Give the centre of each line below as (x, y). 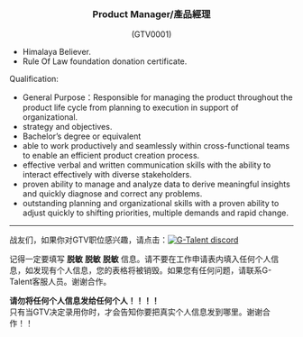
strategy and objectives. (67, 127)
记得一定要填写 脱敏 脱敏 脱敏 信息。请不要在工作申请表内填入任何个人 (140, 260)
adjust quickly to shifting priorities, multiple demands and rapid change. (155, 213)
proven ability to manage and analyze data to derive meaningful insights (156, 184)
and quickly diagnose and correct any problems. (112, 194)
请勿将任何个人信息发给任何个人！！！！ (84, 301)
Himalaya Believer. (57, 52)
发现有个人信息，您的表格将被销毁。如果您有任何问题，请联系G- (152, 270)
